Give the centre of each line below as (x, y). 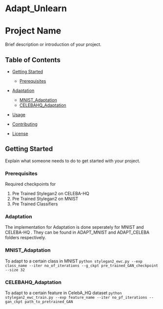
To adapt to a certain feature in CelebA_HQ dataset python (63, 293)
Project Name (33, 31)
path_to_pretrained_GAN (49, 302)
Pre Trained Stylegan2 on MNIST (45, 199)
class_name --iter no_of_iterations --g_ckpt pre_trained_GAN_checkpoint (82, 265)
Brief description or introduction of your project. (53, 44)
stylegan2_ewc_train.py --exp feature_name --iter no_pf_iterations (76, 297)
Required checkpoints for (31, 184)
